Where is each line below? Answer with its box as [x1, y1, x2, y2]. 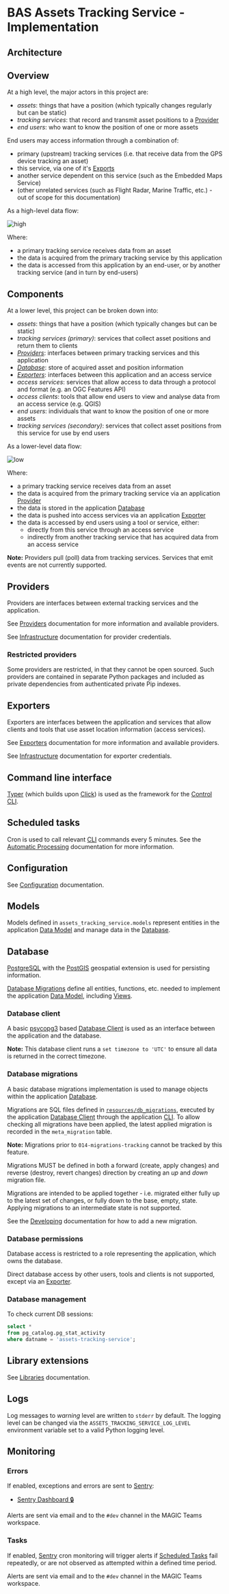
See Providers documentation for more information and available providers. [7, 620, 219, 628]
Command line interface [7, 772, 112, 783]
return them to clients [16, 341, 78, 350]
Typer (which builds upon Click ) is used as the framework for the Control [7, 789, 213, 798]
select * [7, 1323, 32, 1330]
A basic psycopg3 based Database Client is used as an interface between [7, 1025, 215, 1033]
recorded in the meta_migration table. [7, 1127, 113, 1136]
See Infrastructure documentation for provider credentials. [7, 633, 172, 641]
